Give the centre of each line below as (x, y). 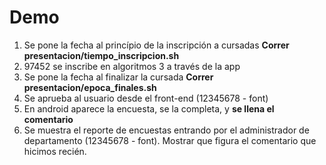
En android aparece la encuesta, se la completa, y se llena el (149, 108)
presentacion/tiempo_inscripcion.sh (101, 55)
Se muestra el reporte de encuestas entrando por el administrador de (166, 130)
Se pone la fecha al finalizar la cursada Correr (118, 77)
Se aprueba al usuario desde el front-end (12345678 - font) (146, 98)
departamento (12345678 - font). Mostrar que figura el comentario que (170, 140)
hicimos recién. (55, 151)
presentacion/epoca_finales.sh (90, 87)
